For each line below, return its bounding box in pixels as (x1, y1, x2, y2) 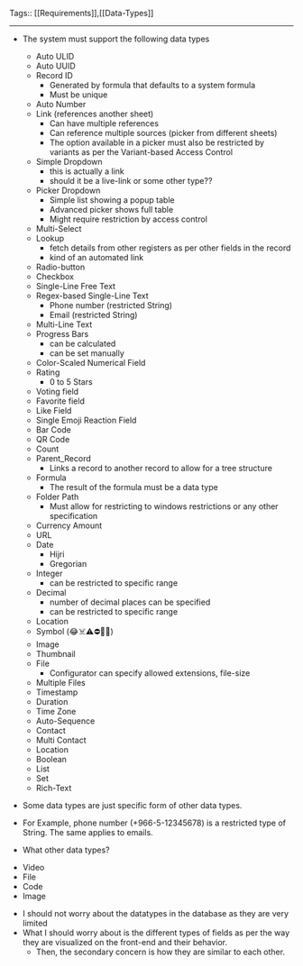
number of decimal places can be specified (49, 597, 211, 607)
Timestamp (35, 687, 78, 697)
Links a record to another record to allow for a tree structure (49, 463, 273, 473)
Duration (35, 697, 69, 706)
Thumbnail (35, 649, 76, 659)
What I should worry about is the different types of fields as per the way (22, 927, 290, 938)
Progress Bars (35, 329, 89, 339)
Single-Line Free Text (35, 281, 115, 291)
